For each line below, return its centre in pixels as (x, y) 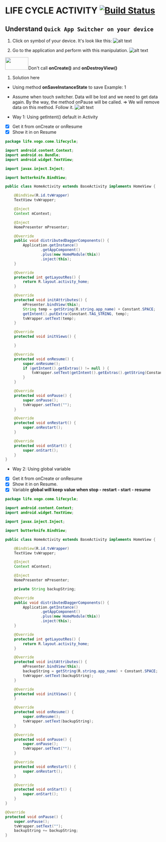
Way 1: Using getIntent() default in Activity (55, 117)
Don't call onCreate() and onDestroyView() (73, 68)
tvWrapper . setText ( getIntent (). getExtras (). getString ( (89, 373)
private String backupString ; (45, 589)
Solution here (26, 78)
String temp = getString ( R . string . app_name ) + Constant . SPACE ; (89, 309)
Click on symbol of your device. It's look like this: (62, 41)
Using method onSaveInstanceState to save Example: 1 (69, 87)
